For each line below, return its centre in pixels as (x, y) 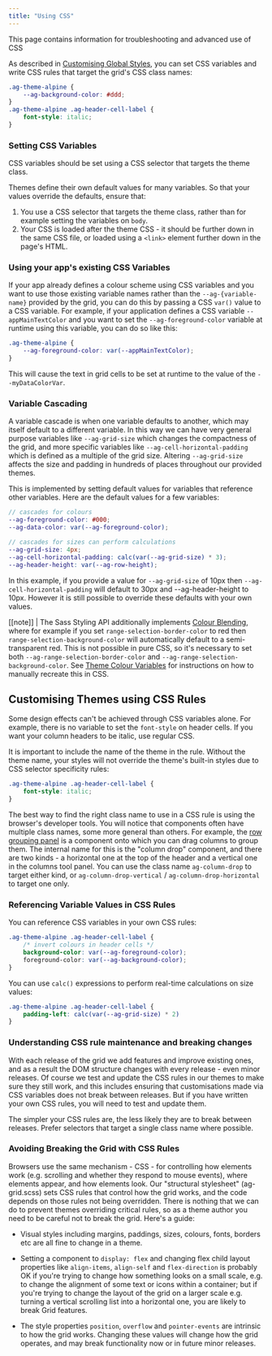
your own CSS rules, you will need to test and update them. (108, 1103)
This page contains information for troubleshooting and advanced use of (130, 39)
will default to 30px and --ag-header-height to (171, 589)
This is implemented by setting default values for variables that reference (131, 489)
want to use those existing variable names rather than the (105, 294)
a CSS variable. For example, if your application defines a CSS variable (127, 311)
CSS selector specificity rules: (59, 769)
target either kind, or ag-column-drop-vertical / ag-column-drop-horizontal (134, 875)
